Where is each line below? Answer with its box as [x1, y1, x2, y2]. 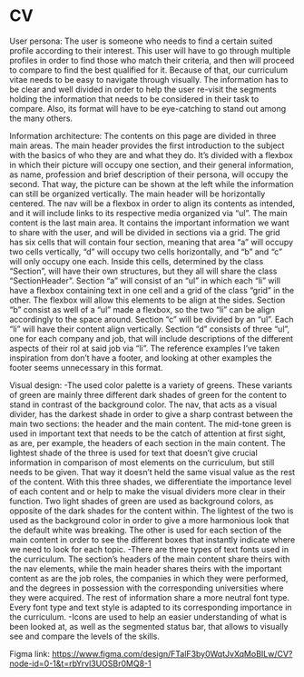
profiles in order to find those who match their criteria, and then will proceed [9, 55, 295, 65]
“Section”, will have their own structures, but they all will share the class [9, 265, 278, 276]
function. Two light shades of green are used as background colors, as [9, 495, 274, 506]
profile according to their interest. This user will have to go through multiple [9, 45, 291, 55]
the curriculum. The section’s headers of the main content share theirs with [9, 553, 290, 564]
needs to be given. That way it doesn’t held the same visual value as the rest [9, 466, 296, 477]
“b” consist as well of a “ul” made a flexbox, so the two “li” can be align [9, 304, 275, 314]
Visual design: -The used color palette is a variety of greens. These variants [9, 379, 293, 391]
